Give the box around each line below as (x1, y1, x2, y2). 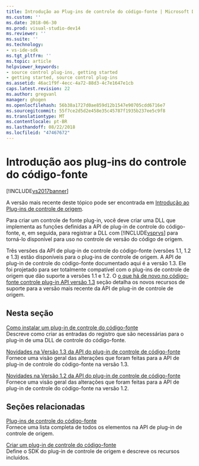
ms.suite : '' (6, 36, 38, 42)
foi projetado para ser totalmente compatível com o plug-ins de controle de (6, 266, 190, 273)
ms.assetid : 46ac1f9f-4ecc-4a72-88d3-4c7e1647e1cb (6, 81, 134, 86)
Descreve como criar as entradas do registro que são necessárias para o (6, 330, 184, 338)
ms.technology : (6, 42, 44, 48)
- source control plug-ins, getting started (6, 69, 118, 75)
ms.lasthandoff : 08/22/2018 (6, 124, 76, 130)
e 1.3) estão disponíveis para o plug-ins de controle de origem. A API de (6, 253, 182, 261)
